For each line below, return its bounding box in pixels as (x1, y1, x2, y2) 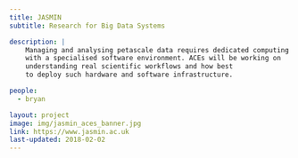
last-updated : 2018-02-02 (9, 135, 105, 145)
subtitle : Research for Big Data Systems (9, 21, 166, 30)
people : (9, 86, 38, 95)
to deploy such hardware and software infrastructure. (25, 70, 234, 80)
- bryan (17, 94, 46, 103)
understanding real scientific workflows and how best (25, 62, 234, 71)
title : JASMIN (9, 12, 62, 22)
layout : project (9, 110, 70, 120)
